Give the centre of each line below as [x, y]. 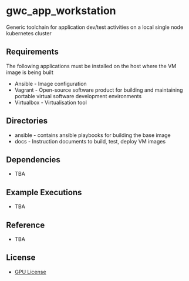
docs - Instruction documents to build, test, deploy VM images [90, 141]
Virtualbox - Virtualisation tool [50, 102]
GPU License [30, 272]
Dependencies [33, 160]
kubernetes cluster [29, 33]
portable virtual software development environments [78, 96]
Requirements [32, 52]
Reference [26, 225]
